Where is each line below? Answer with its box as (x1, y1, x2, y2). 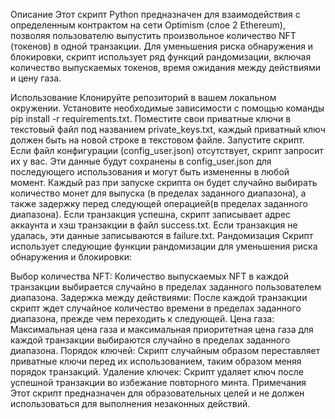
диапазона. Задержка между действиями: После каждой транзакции (10, 292, 308, 303)
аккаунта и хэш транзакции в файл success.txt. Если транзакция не (10, 219, 298, 231)
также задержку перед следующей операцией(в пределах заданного (10, 198, 308, 209)
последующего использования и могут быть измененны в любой (10, 166, 290, 178)
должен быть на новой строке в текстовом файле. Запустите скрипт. (10, 134, 305, 146)
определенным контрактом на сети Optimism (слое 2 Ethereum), (10, 19, 286, 31)
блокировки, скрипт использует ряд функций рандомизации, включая (10, 51, 312, 63)
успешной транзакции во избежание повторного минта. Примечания (10, 377, 307, 388)
